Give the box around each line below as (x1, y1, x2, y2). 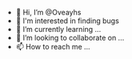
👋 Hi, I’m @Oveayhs (15, 8, 82, 17)
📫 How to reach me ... (15, 42, 90, 51)
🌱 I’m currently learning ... (15, 25, 102, 33)
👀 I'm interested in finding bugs (15, 16, 120, 26)
